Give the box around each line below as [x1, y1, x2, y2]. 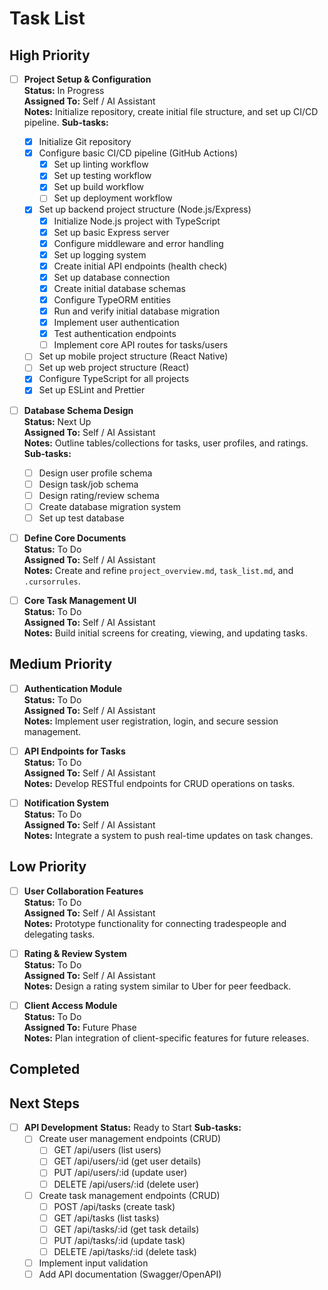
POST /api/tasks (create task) [53, 1200, 176, 1212]
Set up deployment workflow [53, 192, 173, 204]
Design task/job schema [38, 478, 139, 490]
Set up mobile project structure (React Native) [38, 350, 229, 362]
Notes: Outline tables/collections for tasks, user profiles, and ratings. [23, 437, 309, 449]
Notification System [23, 797, 110, 809]
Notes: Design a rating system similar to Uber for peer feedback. [23, 980, 292, 992]
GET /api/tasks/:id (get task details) [53, 1223, 200, 1235]
